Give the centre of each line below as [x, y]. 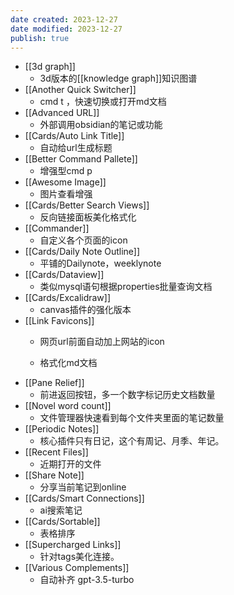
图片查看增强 [66, 194]
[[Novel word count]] [68, 406]
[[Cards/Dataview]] [64, 275]
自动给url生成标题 [76, 148]
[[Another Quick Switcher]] [80, 90]
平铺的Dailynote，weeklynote [100, 263]
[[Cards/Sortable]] [62, 522]
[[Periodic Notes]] [62, 429]
